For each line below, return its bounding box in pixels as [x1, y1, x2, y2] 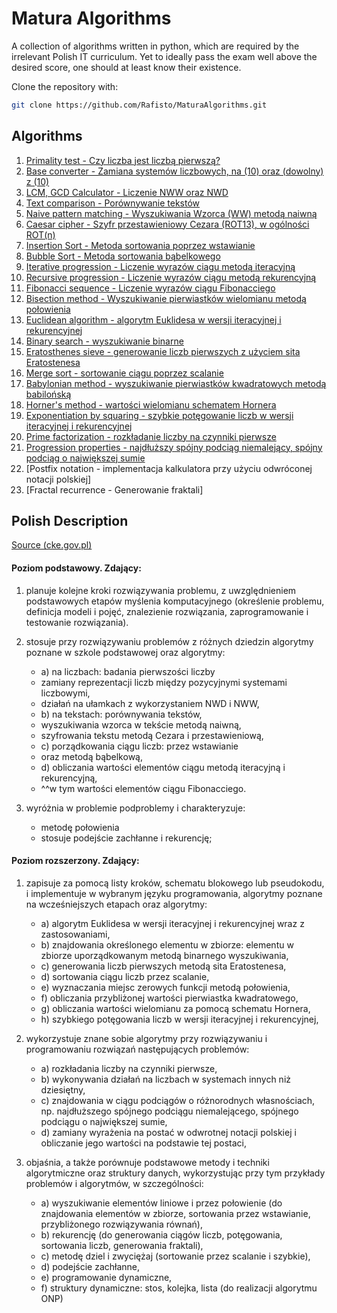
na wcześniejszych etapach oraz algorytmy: [25, 898, 208, 910]
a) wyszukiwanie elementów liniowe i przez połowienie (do [40, 1197, 283, 1209]
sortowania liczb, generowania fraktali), [40, 1239, 204, 1251]
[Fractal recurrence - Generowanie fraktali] [25, 483, 204, 496]
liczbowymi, [40, 687, 91, 699]
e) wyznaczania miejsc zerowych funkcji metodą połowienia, [40, 981, 291, 993]
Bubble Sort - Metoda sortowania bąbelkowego [25, 250, 221, 262]
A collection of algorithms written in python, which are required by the [11, 40, 300, 52]
